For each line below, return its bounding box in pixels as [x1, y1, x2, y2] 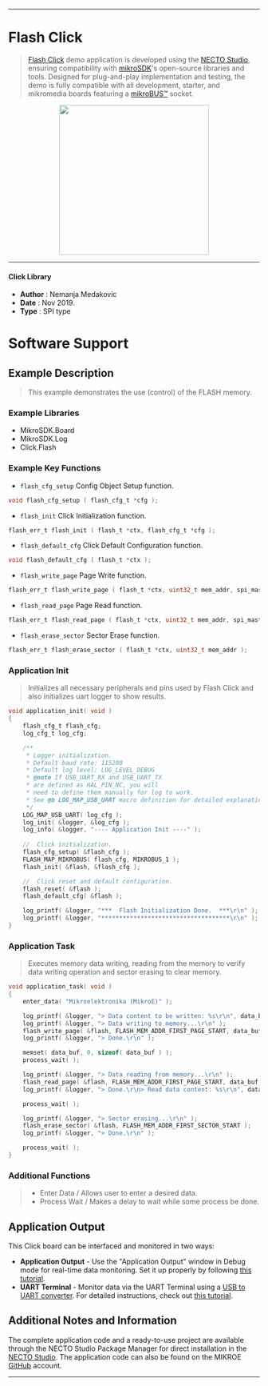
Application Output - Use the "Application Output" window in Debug [19, 1257, 246, 1267]
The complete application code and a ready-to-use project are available [8, 1335, 245, 1344]
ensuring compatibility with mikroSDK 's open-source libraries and [27, 63, 245, 73]
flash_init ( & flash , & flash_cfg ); [22, 863, 141, 871]
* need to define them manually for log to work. [26, 789, 195, 797]
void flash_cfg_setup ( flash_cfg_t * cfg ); [8, 496, 159, 504]
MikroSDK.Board [19, 426, 75, 435]
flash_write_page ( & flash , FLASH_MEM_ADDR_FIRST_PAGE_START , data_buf [22, 1027, 262, 1035]
